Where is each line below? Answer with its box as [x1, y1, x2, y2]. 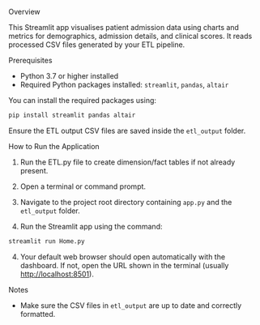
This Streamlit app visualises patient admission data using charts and [8, 23, 239, 32]
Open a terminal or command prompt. [19, 182, 147, 191]
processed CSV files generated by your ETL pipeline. [8, 40, 185, 49]
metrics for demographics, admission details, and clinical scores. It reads [8, 32, 253, 41]
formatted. [19, 309, 56, 319]
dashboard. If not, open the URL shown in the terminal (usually [19, 260, 229, 270]
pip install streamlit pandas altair [8, 111, 136, 119]
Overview [8, 7, 40, 16]
